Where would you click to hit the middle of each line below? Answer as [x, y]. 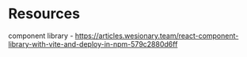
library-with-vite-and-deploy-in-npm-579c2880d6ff [93, 44]
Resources [44, 14]
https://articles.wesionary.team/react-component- [157, 36]
